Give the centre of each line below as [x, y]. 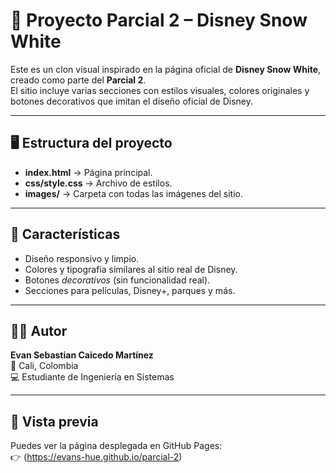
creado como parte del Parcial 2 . [78, 80]
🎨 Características [65, 234]
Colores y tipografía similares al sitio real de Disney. [131, 269]
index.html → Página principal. [88, 172]
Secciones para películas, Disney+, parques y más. [130, 290]
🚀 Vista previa [54, 421]
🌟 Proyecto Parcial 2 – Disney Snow [159, 20]
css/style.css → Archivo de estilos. [98, 183]
